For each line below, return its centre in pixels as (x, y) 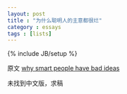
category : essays (34, 27)
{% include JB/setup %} (42, 54)
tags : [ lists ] (30, 34)
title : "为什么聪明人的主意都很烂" (55, 20)
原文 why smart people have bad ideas (64, 69)
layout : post (26, 14)
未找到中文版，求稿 (35, 83)
